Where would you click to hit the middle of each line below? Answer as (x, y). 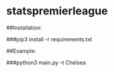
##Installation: (24, 28)
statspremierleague (57, 11)
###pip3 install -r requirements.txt (49, 39)
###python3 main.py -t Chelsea (46, 62)
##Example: (21, 51)
